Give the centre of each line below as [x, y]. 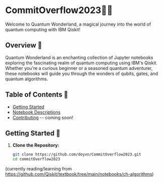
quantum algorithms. [27, 79]
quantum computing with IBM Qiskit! [43, 29]
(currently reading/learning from [38, 169]
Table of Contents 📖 [37, 95]
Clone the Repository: [36, 145]
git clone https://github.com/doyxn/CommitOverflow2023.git [77, 155]
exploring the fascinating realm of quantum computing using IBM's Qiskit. [81, 63]
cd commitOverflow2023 [36, 159]
